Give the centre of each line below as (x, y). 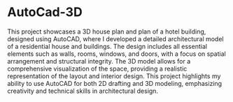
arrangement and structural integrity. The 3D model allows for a (99, 61)
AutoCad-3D (45, 12)
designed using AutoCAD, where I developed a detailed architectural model (115, 38)
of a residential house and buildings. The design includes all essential (107, 46)
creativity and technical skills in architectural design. (83, 91)
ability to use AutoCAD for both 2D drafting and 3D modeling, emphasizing (115, 83)
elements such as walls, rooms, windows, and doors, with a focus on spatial (116, 54)
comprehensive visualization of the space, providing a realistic (97, 68)
